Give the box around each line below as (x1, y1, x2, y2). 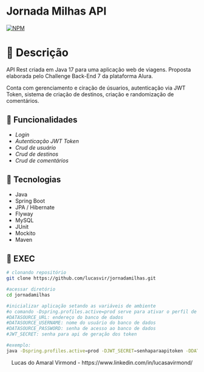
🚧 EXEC (6, 253, 35, 264)
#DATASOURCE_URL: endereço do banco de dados (6, 314, 123, 320)
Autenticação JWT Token (15, 137, 80, 144)
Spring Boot (15, 197, 46, 205)
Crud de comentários (15, 156, 69, 164)
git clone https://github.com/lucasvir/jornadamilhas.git (6, 275, 156, 281)
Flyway (15, 210, 33, 217)
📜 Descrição (6, 46, 69, 60)
